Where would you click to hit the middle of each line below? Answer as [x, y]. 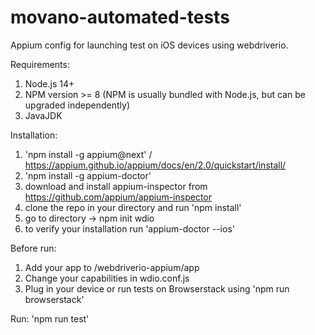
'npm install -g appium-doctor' [88, 175]
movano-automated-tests [120, 17]
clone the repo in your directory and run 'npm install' [133, 207]
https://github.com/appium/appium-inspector [118, 197]
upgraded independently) [77, 105]
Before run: [33, 248]
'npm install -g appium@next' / [88, 154]
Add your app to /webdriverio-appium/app [112, 267]
